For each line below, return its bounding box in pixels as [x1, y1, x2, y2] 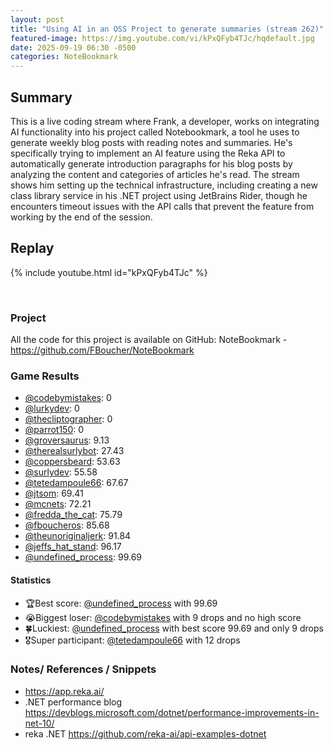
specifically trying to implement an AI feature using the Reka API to [10, 147, 286, 159]
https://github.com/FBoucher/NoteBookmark [10, 344, 195, 356]
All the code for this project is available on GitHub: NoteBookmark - [10, 334, 288, 346]
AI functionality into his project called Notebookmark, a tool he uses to [10, 126, 300, 138]
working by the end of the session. [10, 211, 153, 223]
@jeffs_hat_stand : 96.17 [24, 541, 122, 553]
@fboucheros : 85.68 [24, 519, 110, 531]
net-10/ [24, 717, 55, 729]
